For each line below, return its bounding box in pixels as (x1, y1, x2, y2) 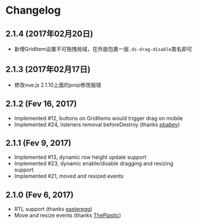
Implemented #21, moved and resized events (14, 172, 124, 180)
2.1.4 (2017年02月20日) (5, 28, 93, 39)
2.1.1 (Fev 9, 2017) (5, 138, 72, 148)
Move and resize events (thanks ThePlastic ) (14, 212, 122, 219)
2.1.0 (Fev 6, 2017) (5, 190, 74, 200)
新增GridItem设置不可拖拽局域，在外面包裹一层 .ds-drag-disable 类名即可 (14, 46, 192, 52)
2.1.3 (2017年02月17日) (5, 65, 91, 75)
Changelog (5, 4, 61, 17)
